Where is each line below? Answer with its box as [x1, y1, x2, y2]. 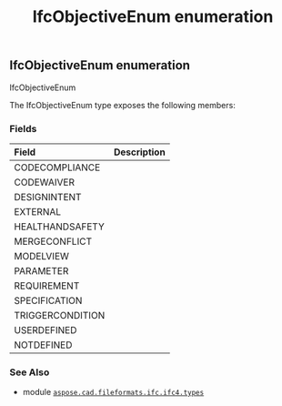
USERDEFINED [14, 323, 77, 336]
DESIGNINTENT [14, 190, 82, 203]
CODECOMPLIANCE [14, 161, 101, 174]
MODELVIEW [14, 249, 70, 262]
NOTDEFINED [14, 339, 73, 351]
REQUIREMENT [14, 279, 80, 292]
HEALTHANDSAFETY [14, 220, 105, 233]
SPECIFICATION [14, 294, 83, 307]
